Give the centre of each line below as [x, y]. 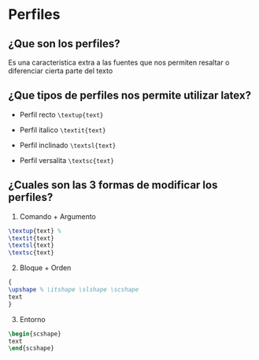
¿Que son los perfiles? [64, 44]
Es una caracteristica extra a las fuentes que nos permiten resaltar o [119, 62]
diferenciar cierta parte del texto [61, 71]
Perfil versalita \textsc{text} [67, 160]
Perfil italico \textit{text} [63, 130]
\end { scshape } [31, 348]
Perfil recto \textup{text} [61, 114]
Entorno [32, 319]
